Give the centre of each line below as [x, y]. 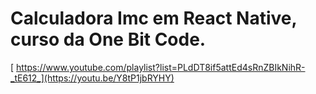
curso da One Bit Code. [108, 39]
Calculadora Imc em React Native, [153, 18]
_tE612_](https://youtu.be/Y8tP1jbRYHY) [92, 78]
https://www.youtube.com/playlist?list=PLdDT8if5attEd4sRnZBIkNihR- [161, 67]
